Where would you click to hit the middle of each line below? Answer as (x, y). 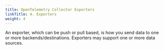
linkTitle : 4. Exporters (31, 14)
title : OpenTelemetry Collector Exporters (50, 10)
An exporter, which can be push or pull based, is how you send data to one (82, 33)
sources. (14, 43)
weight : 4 (15, 19)
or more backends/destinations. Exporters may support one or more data (80, 38)
